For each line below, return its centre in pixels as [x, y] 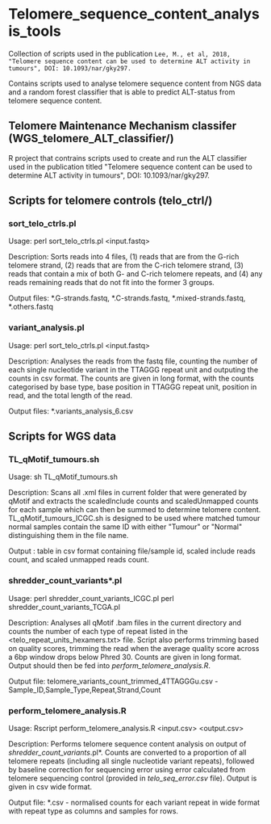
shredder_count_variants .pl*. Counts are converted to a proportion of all [127, 753]
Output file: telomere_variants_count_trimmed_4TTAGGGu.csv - [113, 681]
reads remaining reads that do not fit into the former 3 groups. [112, 283]
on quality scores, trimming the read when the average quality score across [134, 648]
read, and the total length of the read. [71, 395]
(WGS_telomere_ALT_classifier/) [92, 139]
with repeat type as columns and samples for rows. [94, 811]
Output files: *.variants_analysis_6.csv [71, 411]
